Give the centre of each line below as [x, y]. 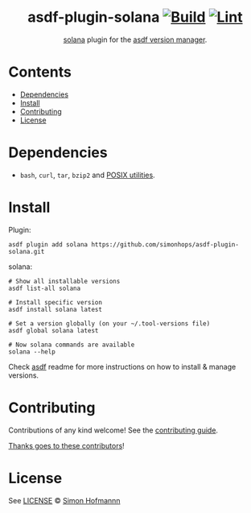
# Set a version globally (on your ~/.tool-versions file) [109, 323]
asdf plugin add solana [48, 244]
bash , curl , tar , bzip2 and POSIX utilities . [87, 175]
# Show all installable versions [64, 281]
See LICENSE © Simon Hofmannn [64, 500]
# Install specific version [56, 302]
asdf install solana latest [56, 309]
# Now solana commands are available [72, 345]
